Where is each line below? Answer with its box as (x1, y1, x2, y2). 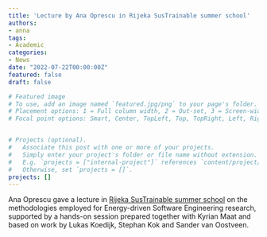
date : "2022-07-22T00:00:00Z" (8, 64, 109, 72)
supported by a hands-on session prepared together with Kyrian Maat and (8, 212, 252, 221)
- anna (8, 26, 30, 34)
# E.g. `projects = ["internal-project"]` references (8, 158, 197, 166)
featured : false (8, 71, 62, 79)
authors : (8, 19, 37, 27)
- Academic (8, 41, 44, 49)
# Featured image (8, 92, 66, 100)
